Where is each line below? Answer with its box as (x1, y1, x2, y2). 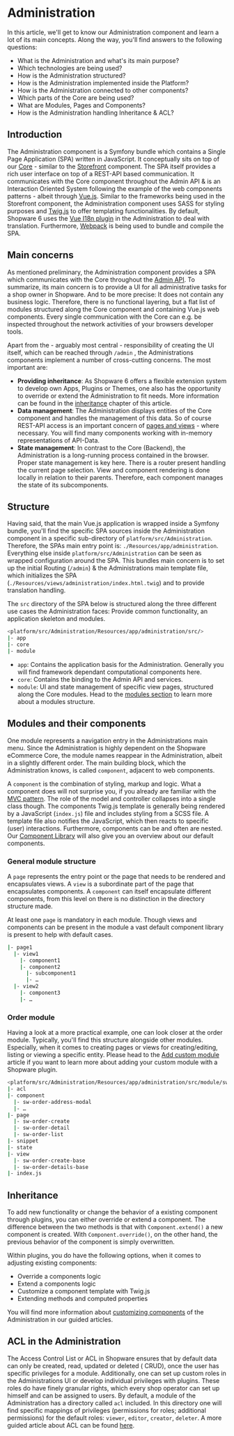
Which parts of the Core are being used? (17, 93, 134, 102)
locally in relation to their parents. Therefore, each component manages (17, 473, 224, 482)
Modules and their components (7, 718, 146, 730)
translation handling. (7, 586, 66, 595)
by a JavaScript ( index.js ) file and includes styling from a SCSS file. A (7, 809, 209, 817)
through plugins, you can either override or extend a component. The (7, 1215, 206, 1224)
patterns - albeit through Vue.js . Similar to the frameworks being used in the (7, 192, 226, 200)
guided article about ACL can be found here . (7, 1421, 134, 1429)
